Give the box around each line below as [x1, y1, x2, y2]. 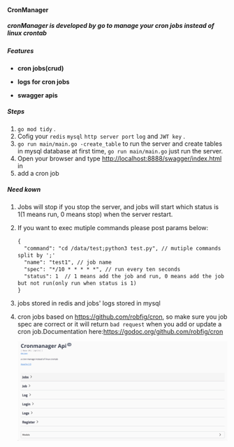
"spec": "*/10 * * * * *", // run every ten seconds [24, 266, 181, 273]
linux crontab [7, 29, 47, 38]
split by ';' [17, 252, 56, 259]
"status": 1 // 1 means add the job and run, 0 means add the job [24, 273, 225, 280]
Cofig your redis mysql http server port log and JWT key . [17, 132, 186, 140]
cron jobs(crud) [17, 63, 64, 73]
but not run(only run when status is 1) [17, 280, 137, 287]
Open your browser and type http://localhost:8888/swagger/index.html [17, 154, 222, 162]
